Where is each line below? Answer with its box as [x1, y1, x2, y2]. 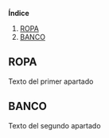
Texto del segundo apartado [8, 120, 101, 130]
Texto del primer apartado [8, 77, 94, 86]
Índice [8, 9, 29, 18]
